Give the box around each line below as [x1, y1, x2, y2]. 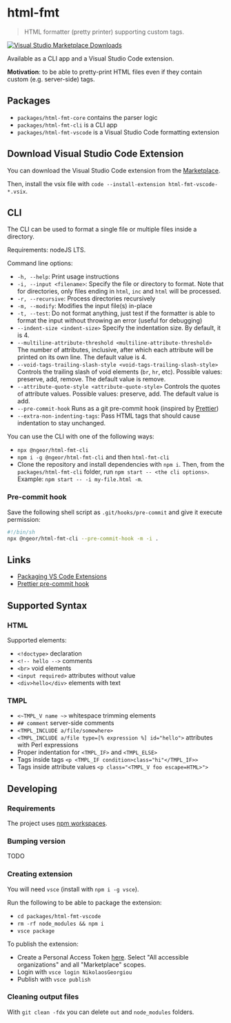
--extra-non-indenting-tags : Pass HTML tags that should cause [17, 412, 201, 420]
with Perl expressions [17, 741, 79, 749]
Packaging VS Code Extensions [17, 572, 107, 580]
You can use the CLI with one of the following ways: [7, 432, 154, 440]
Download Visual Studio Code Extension [7, 148, 184, 160]
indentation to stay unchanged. [17, 419, 106, 427]
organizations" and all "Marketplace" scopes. [17, 960, 146, 969]
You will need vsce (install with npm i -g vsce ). [7, 884, 139, 893]
